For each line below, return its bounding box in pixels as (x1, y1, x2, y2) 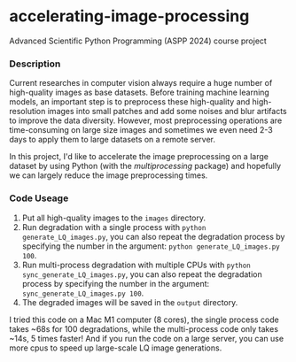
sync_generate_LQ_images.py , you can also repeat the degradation (21, 268, 263, 280)
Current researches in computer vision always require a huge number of (9, 78, 273, 89)
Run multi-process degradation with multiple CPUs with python (21, 259, 251, 270)
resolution (9, 106, 46, 117)
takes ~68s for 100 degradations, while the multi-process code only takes (9, 323, 279, 334)
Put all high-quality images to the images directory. (21, 212, 206, 223)
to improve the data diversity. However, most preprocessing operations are (9, 115, 283, 126)
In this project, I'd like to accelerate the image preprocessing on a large (9, 151, 269, 162)
